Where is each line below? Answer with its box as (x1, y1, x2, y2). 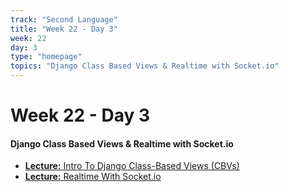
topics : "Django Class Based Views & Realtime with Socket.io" (10, 61, 280, 71)
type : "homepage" (10, 52, 83, 62)
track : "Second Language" (10, 14, 118, 25)
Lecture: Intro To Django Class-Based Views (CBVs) (24, 160, 240, 172)
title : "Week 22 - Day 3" (10, 24, 118, 34)
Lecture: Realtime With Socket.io (24, 171, 162, 183)
